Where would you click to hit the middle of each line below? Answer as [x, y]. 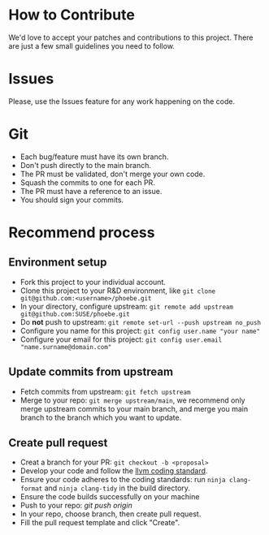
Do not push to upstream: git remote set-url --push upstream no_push [141, 321]
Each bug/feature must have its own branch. [94, 157]
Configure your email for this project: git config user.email [121, 339]
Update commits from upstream [91, 372]
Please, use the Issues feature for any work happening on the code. [122, 101]
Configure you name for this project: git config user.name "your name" [140, 330]
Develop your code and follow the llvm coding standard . [114, 471]
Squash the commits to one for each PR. [88, 182]
